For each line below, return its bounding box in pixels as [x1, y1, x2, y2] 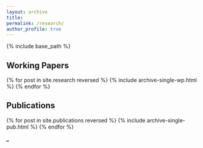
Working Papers [6, 60, 69, 71]
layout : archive [6, 9, 48, 15]
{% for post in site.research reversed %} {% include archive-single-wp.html [6, 77, 197, 84]
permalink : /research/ [6, 20, 64, 26]
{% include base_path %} [6, 43, 71, 50]
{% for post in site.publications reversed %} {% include [6, 116, 146, 124]
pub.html [6, 123, 29, 130]
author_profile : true [6, 26, 62, 32]
